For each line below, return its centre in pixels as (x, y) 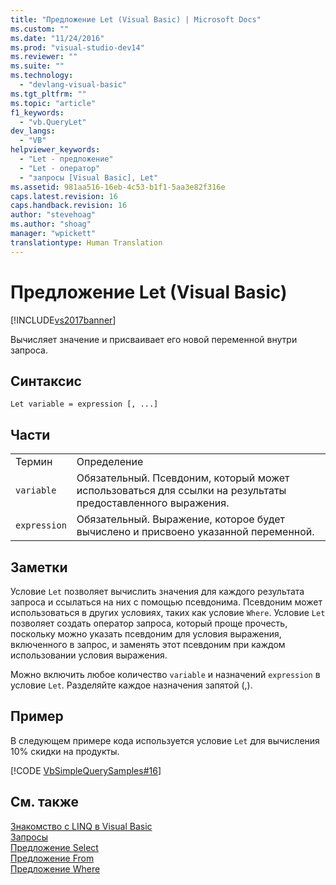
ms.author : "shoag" (51, 224)
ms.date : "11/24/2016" (57, 38)
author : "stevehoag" (53, 215)
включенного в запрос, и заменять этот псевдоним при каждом (148, 644)
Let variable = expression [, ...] (84, 404)
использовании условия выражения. (89, 655)
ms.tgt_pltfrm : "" (48, 94)
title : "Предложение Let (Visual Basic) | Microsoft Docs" (136, 19)
